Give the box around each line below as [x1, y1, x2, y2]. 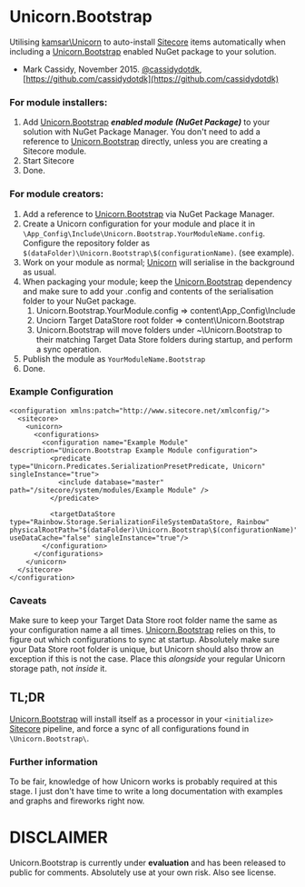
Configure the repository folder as [22, 237, 151, 248]
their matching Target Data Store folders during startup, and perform [35, 334, 293, 344]
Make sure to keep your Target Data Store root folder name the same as [9, 615, 278, 626]
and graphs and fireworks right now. [9, 795, 145, 806]
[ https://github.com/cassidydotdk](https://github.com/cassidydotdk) [22, 73, 280, 84]
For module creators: [9, 188, 104, 201]
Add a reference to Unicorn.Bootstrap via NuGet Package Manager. [22, 208, 275, 219]
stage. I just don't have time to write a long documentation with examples [9, 786, 283, 797]
